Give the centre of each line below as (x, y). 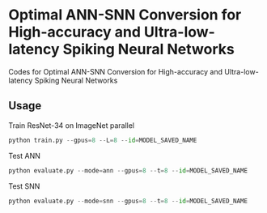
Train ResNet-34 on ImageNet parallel (72, 125)
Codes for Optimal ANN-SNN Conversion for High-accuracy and (116, 71)
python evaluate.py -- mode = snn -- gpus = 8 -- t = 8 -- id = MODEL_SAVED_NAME (128, 201)
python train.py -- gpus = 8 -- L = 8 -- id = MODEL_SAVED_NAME (103, 140)
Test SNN (24, 186)
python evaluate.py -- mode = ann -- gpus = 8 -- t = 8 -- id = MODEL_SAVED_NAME (128, 170)
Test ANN (24, 155)
